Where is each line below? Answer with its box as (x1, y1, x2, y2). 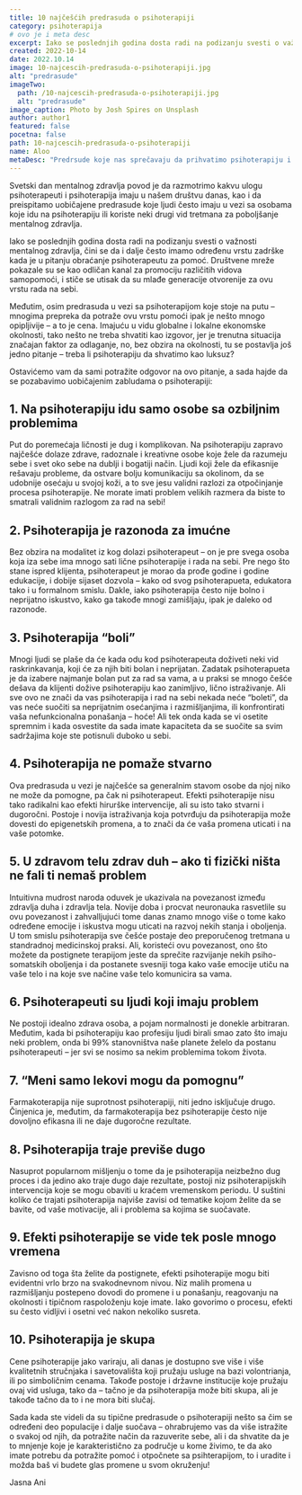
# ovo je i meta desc (9, 30, 91, 39)
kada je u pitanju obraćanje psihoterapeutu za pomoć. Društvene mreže (9, 254, 275, 265)
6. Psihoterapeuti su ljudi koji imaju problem (9, 994, 259, 1010)
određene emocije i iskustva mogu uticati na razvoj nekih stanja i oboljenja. (9, 921, 288, 931)
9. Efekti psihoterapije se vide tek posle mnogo (9, 1230, 277, 1245)
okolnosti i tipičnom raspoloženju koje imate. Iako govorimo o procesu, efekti (9, 1296, 293, 1307)
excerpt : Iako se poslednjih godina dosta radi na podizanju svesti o (9, 38, 280, 48)
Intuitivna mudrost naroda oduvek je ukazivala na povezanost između (9, 892, 266, 903)
